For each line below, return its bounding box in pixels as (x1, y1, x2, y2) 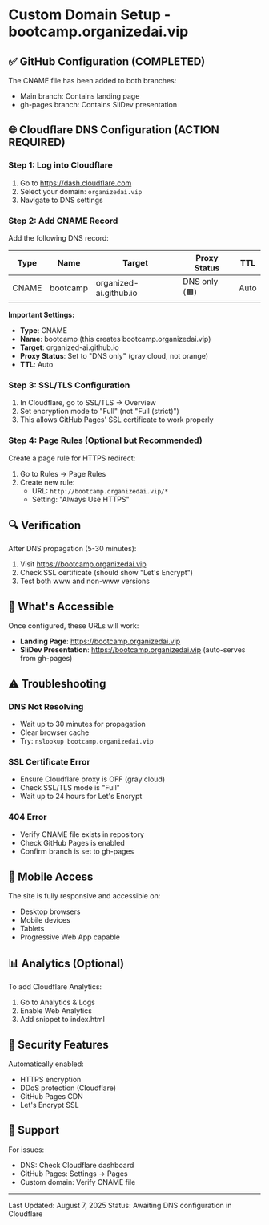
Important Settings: (8, 310, 75, 319)
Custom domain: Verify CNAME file (19, 1177, 136, 1186)
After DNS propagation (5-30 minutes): (8, 544, 137, 554)
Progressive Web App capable (19, 932, 121, 942)
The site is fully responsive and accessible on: (8, 891, 161, 901)
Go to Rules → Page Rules (19, 469, 106, 478)
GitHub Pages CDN (19, 1091, 84, 1101)
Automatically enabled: (8, 1059, 84, 1069)
